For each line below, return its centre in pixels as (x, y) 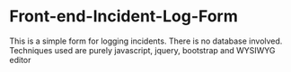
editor (20, 60)
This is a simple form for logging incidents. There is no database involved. (146, 41)
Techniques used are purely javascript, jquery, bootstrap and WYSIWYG (142, 50)
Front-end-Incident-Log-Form (123, 16)
